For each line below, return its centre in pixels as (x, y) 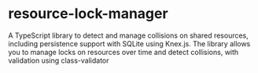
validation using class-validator (59, 60)
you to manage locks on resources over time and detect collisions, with (123, 52)
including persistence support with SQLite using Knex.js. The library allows (129, 43)
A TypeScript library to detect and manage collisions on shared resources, (129, 35)
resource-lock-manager (88, 14)
